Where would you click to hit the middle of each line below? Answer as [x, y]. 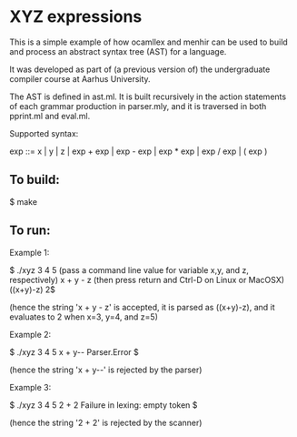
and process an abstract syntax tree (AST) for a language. [118, 51]
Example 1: [30, 252]
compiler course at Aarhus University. [80, 78]
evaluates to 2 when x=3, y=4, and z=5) [84, 317]
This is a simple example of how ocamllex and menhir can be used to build [148, 42]
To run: [30, 231]
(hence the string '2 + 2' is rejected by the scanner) [106, 422]
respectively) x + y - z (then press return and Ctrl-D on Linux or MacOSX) [147, 279]
